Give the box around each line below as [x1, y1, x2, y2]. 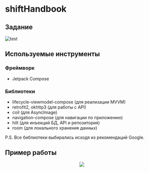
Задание [5, 23, 33, 31]
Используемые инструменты [5, 50, 100, 58]
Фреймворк [5, 64, 35, 71]
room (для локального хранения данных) [12, 125, 97, 130]
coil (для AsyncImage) [12, 109, 57, 115]
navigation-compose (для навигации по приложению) [12, 114, 123, 120]
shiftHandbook [5, 3, 67, 15]
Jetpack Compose [12, 76, 50, 82]
